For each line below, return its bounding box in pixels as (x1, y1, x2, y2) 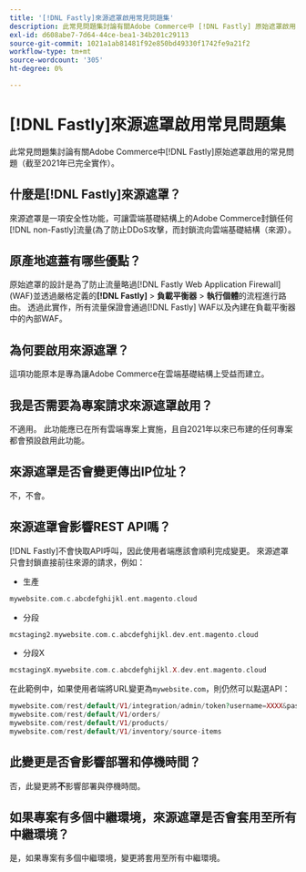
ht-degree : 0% (9, 65, 64, 74)
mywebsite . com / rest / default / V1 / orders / (9, 710, 161, 720)
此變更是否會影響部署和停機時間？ (9, 754, 201, 770)
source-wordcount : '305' (9, 56, 104, 65)
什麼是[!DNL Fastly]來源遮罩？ (9, 187, 182, 202)
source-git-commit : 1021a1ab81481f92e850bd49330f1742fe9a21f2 (9, 38, 250, 48)
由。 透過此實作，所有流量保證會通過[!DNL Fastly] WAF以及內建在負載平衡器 (9, 302, 296, 313)
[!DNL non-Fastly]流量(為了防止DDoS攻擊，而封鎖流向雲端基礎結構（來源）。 (9, 224, 296, 235)
